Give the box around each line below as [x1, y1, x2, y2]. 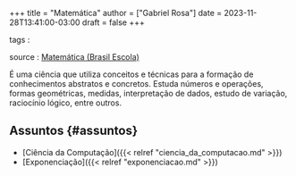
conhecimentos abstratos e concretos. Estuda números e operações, [9, 79, 264, 88]
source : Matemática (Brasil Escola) [9, 52, 140, 62]
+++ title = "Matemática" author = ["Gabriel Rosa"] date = [9, 8, 223, 18]
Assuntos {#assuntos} [9, 123, 139, 138]
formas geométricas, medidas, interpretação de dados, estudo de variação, [9, 88, 288, 98]
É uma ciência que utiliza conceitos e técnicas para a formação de [9, 69, 254, 80]
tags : [9, 35, 30, 45]
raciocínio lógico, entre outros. [9, 97, 123, 108]
